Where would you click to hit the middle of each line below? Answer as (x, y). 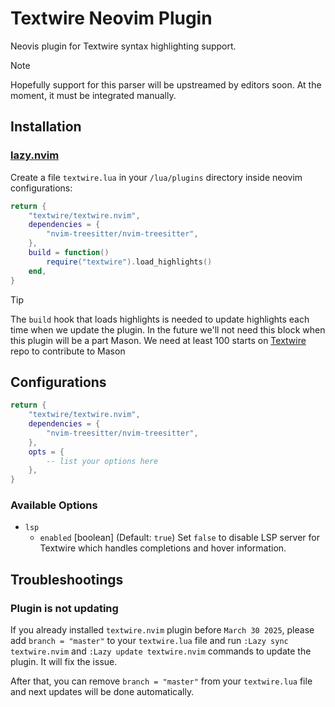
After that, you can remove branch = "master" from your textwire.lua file (161, 681)
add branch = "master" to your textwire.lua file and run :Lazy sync (149, 641)
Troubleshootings (67, 579)
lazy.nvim (35, 155)
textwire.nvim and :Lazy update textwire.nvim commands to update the (161, 651)
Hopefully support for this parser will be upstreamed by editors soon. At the (166, 84)
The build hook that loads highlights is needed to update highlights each (160, 319)
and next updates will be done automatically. (102, 692)
